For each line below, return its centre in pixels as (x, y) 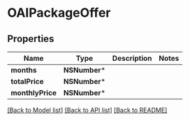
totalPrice (27, 81)
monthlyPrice (34, 93)
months (24, 70)
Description (132, 58)
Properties (31, 39)
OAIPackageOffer (59, 13)
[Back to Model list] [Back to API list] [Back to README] (87, 110)
